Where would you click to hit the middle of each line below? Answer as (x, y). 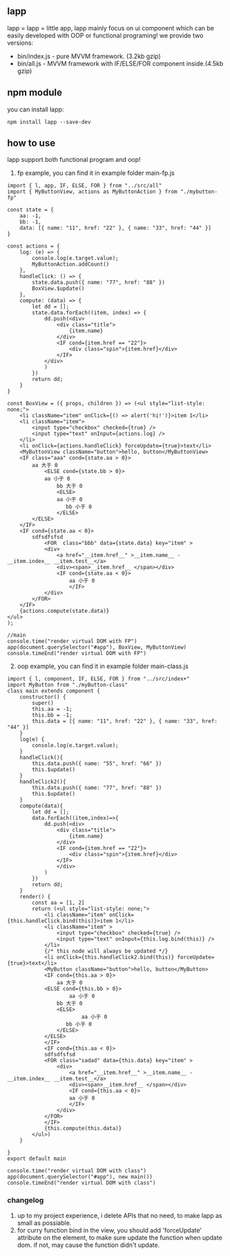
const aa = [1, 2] (58, 903)
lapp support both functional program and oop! (74, 160)
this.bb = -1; (52, 715)
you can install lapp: (36, 109)
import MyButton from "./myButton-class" (68, 685)
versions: (20, 43)
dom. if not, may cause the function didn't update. (88, 1245)
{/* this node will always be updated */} (106, 951)
